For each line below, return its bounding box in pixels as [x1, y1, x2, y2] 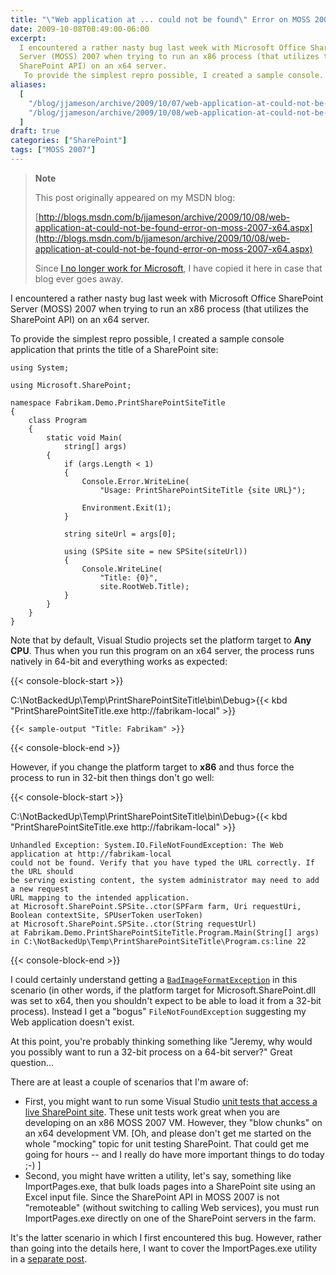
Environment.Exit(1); [81, 502, 172, 513]
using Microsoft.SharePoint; [10, 380, 132, 390]
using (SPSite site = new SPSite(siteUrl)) [63, 546, 248, 556]
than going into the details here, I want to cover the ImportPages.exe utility [10, 1242, 318, 1254]
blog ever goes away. [34, 272, 124, 285]
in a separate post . [10, 1252, 88, 1265]
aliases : [10, 80, 47, 90]
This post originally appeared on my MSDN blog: [34, 191, 236, 203]
